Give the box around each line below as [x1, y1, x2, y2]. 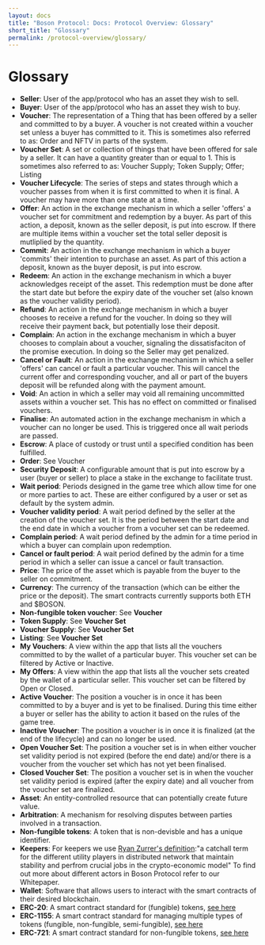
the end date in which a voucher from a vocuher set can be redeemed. [19, 524, 250, 534]
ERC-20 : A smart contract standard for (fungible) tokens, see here [19, 903, 236, 912]
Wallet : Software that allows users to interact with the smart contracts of [19, 886, 257, 896]
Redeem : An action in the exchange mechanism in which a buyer [19, 271, 232, 281]
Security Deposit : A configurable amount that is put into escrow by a [19, 465, 245, 474]
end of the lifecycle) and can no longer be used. [19, 734, 176, 744]
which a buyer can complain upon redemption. [19, 541, 172, 550]
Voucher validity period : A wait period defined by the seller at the [19, 507, 236, 516]
